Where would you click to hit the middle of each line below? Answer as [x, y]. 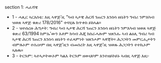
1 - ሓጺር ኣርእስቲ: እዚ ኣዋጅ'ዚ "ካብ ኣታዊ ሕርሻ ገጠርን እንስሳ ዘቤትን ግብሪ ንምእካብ [83, 17]
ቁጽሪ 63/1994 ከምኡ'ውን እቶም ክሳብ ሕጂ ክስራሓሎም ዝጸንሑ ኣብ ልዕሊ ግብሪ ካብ [83, 33]
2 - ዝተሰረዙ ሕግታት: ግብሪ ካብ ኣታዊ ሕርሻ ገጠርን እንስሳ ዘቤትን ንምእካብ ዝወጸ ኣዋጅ [84, 28]
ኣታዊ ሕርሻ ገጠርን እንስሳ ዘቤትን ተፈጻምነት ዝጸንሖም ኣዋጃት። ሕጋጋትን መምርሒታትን [83, 39]
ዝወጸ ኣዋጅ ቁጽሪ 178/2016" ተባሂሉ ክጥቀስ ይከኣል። [57, 22]
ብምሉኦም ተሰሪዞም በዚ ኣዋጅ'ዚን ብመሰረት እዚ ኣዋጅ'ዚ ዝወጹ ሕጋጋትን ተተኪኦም [81, 45]
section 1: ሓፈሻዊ [21, 7]
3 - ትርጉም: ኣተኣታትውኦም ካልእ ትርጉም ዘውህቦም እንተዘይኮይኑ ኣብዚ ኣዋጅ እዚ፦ [81, 56]
